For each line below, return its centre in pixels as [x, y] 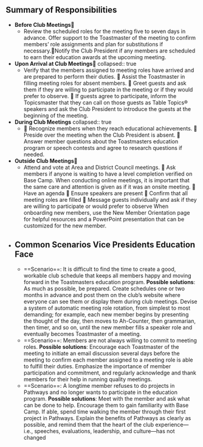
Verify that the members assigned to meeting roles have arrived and [109, 70]
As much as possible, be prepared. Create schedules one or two [104, 288]
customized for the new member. [65, 226]
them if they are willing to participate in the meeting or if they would [108, 89]
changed [35, 437]
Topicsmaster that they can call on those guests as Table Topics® [105, 102]
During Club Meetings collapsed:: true [63, 122]
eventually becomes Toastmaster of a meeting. [82, 334]
